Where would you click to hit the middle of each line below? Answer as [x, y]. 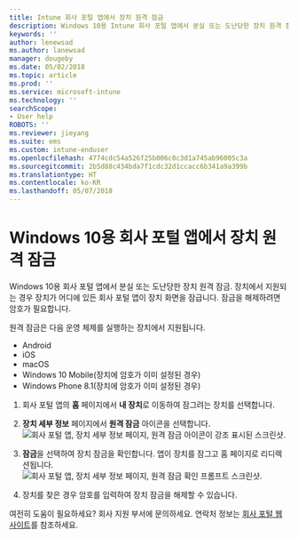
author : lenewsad [41, 42]
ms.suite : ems [35, 141]
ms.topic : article [43, 76]
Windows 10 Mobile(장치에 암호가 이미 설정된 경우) [111, 374]
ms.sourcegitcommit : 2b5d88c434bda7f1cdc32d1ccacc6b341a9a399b [129, 166]
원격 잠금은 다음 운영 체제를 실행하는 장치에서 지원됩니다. [107, 327]
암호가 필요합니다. [40, 309]
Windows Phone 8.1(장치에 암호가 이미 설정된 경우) [111, 385]
